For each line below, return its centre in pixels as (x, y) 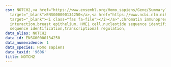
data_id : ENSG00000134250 (33, 38)
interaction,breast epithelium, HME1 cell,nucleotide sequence (78, 24)
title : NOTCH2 (20, 57)
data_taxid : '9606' (26, 52)
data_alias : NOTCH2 (26, 33)
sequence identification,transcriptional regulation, (68, 29)
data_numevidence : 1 (27, 43)
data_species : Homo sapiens (35, 47)
